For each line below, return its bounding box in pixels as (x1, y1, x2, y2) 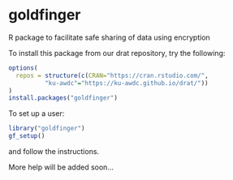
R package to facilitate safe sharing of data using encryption (8, 32, 211, 42)
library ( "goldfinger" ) (8, 124, 85, 133)
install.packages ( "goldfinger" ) (8, 94, 118, 102)
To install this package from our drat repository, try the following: (8, 48, 226, 58)
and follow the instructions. (8, 147, 100, 156)
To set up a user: (8, 109, 65, 118)
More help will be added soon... (8, 162, 114, 172)
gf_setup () (8, 132, 45, 140)
